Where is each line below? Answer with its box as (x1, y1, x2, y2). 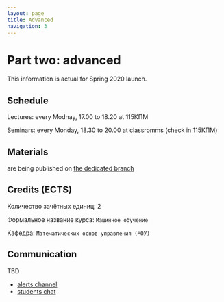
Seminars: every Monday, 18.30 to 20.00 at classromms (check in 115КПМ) (7, 126, 218, 134)
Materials (7, 146, 49, 158)
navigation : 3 (7, 23, 48, 29)
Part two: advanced (7, 52, 121, 68)
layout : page (7, 10, 45, 17)
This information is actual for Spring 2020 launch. (7, 75, 147, 83)
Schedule (7, 95, 49, 106)
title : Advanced (7, 16, 53, 23)
